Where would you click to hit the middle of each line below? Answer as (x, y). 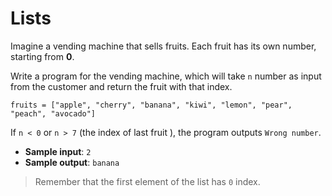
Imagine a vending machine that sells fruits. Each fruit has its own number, (163, 46)
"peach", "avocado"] (53, 113)
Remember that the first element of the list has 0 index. (147, 181)
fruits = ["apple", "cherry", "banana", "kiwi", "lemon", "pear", (151, 105)
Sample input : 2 (58, 151)
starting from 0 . (42, 56)
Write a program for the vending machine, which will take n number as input (166, 76)
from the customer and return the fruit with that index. (121, 86)
